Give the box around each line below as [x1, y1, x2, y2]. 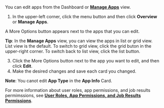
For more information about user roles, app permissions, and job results [5, 87, 151, 93]
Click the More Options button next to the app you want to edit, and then [12, 58, 160, 63]
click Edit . [12, 63, 33, 69]
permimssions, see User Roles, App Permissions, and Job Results [5, 93, 141, 98]
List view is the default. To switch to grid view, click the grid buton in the [5, 43, 152, 49]
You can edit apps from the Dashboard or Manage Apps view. [5, 4, 131, 10]
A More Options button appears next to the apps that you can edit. [5, 28, 140, 34]
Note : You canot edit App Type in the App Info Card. [5, 78, 112, 83]
